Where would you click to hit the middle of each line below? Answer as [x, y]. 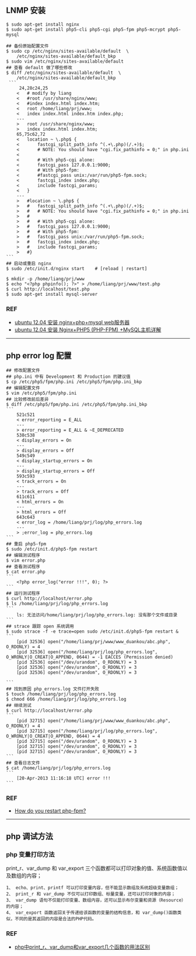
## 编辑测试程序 [23, 555]
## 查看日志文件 [23, 763]
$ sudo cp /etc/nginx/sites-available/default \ [68, 51]
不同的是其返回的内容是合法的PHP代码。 [55, 919]
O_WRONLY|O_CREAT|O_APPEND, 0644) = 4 [53, 736]
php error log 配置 [39, 355]
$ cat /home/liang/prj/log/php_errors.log [58, 768]
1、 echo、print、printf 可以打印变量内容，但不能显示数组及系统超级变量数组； [92, 887]
